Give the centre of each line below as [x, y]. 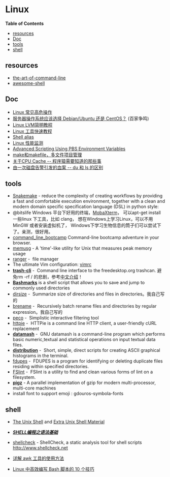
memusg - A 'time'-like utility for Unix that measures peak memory [82, 248]
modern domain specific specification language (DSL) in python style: [86, 206]
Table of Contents [25, 23]
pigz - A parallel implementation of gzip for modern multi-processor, [84, 383]
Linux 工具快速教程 [32, 131]
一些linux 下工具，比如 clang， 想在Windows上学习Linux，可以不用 [83, 219]
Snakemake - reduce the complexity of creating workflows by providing [88, 196]
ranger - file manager [36, 259]
